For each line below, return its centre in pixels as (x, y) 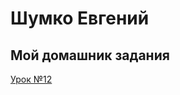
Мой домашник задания (90, 55)
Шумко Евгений (80, 18)
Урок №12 (31, 79)
